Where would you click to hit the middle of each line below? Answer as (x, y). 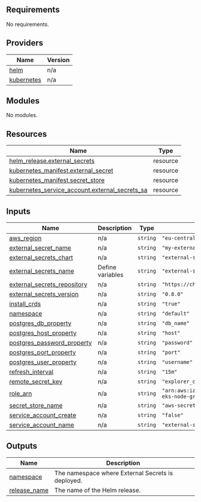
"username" (177, 362)
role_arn (21, 394)
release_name (29, 490)
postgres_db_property (40, 323)
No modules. (22, 115)
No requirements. (28, 24)
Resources (27, 134)
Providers (25, 43)
